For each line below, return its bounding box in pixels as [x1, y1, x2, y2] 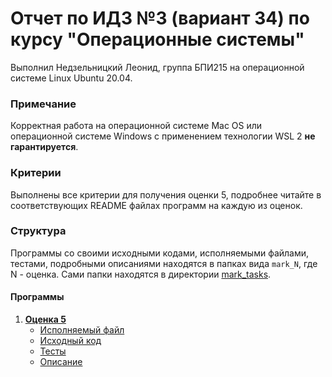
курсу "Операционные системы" [10, 28, 305, 51]
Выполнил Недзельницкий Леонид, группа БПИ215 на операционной [10, 61, 305, 73]
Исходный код [39, 335, 102, 347]
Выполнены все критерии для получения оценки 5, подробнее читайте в [10, 188, 322, 201]
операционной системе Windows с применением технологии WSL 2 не [10, 130, 316, 142]
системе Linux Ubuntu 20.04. [10, 72, 133, 84]
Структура [10, 224, 67, 238]
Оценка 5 [24, 313, 67, 326]
